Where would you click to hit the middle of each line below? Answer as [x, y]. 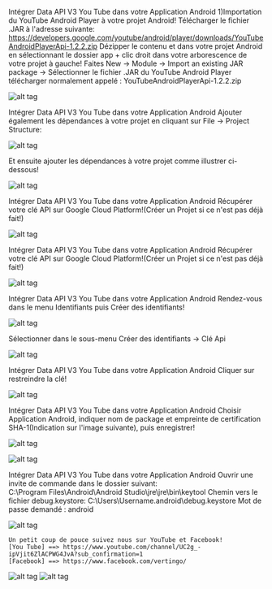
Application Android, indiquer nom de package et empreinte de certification [135, 419]
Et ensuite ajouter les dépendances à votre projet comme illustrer [118, 161]
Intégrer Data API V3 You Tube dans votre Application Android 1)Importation [135, 12]
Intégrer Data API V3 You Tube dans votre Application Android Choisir [125, 410]
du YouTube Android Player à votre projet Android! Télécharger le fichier [129, 20]
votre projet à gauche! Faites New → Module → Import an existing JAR [126, 63]
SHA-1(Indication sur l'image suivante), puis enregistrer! [102, 427]
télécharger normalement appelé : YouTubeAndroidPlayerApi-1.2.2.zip [125, 81]
